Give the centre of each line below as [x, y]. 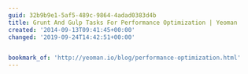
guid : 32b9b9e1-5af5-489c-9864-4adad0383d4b [82, 15]
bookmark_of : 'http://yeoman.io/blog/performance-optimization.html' [125, 58]
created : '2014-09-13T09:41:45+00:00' [72, 30]
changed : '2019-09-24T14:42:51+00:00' [72, 37]
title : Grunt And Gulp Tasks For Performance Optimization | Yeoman [123, 23]
